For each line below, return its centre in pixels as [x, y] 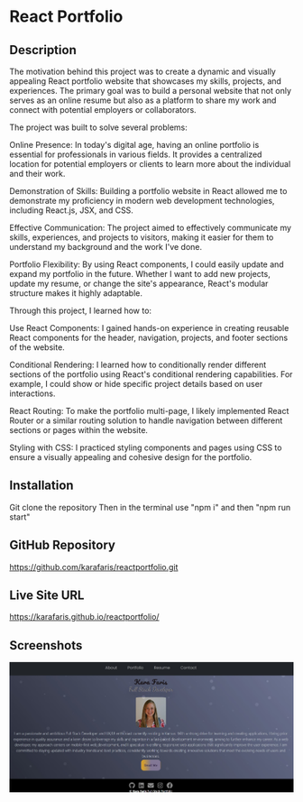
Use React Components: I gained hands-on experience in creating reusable [149, 328]
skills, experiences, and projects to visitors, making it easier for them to [142, 237]
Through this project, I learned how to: [80, 310]
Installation [41, 486]
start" [20, 517]
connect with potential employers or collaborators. [103, 110]
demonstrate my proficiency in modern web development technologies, [142, 201]
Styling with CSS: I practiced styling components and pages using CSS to [146, 447]
